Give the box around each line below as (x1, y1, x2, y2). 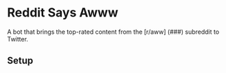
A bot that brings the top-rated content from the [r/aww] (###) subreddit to (7, 28, 220, 36)
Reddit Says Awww (7, 5, 119, 21)
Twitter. (7, 34, 29, 43)
